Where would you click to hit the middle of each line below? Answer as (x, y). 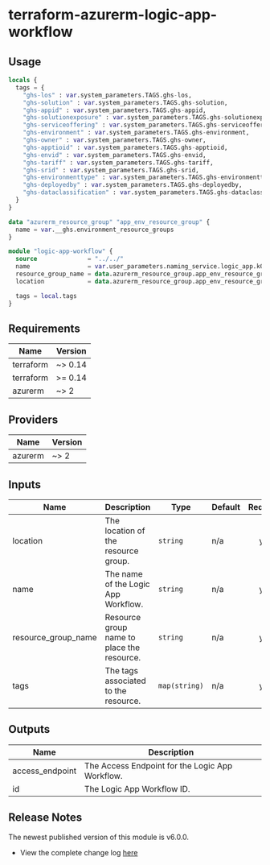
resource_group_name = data (63, 274)
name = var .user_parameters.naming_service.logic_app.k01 (141, 267)
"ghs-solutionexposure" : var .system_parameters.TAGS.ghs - (124, 118)
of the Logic (127, 584)
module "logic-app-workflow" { (61, 251)
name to (120, 637)
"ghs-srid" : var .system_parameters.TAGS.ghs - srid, (111, 170)
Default (226, 507)
